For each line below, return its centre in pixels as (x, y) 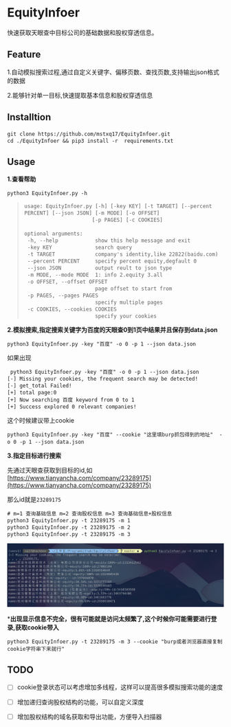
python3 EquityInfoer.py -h (47, 194)
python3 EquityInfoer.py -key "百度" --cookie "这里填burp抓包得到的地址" (110, 435)
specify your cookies (126, 316)
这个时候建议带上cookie (41, 421)
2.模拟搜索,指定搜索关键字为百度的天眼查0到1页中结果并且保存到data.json (112, 330)
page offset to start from (134, 289)
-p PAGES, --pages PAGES (63, 296)
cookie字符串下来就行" (36, 649)
